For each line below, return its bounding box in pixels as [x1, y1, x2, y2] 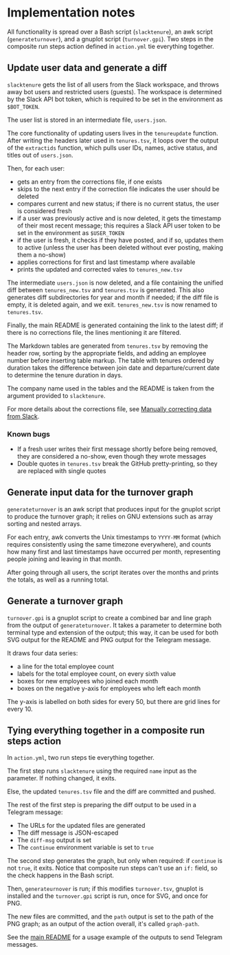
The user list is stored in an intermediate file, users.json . [7, 116, 167, 124]
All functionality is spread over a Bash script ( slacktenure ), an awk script [7, 28, 213, 36]
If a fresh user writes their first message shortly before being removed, [16, 445, 218, 453]
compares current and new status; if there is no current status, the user [16, 199, 220, 208]
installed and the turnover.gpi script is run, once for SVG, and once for [7, 892, 208, 900]
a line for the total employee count [16, 662, 115, 670]
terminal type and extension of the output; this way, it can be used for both [7, 628, 218, 637]
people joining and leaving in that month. [7, 555, 122, 563]
